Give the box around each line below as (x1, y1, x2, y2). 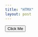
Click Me (7, 26, 23, 31)
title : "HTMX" (5, 7, 34, 12)
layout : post (5, 12, 32, 17)
